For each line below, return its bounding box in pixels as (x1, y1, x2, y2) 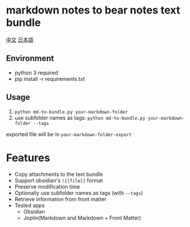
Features (6, 151, 50, 164)
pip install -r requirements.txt (14, 75, 85, 82)
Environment (6, 53, 55, 63)
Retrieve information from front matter (14, 195, 107, 202)
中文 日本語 (6, 36, 33, 43)
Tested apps (14, 202, 45, 209)
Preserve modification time (14, 183, 80, 190)
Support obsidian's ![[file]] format (14, 177, 103, 184)
